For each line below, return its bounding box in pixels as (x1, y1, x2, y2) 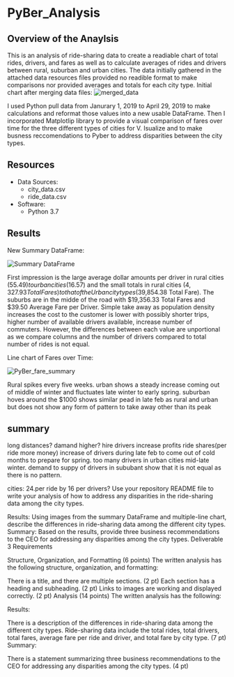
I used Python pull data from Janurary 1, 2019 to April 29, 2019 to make (7, 102, 211, 110)
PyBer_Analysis (7, 5, 101, 21)
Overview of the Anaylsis (7, 33, 119, 45)
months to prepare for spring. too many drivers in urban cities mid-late (7, 456, 210, 465)
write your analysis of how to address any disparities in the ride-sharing (7, 492, 214, 500)
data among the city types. (7, 499, 85, 507)
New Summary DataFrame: (7, 246, 85, 254)
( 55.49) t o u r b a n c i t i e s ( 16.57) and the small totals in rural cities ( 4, (7, 281, 192, 289)
